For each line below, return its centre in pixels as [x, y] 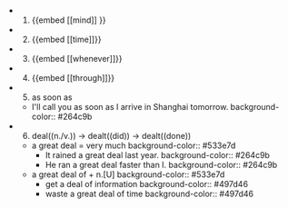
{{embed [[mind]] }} [69, 20]
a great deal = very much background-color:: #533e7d [134, 145]
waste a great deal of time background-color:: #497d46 [149, 193]
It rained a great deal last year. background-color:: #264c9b [158, 155]
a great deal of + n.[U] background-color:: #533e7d [128, 174]
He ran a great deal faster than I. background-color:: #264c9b [161, 165]
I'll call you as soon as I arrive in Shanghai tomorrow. [130, 107]
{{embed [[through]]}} [73, 78]
